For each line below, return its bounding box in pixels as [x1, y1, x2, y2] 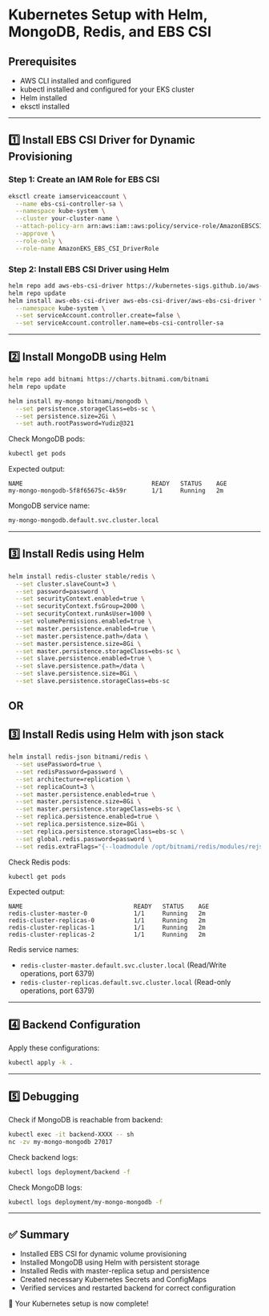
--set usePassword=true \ [15, 761, 102, 769]
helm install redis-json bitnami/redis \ [8, 753, 149, 761]
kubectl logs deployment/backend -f [8, 1167, 130, 1176]
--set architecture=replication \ [15, 775, 130, 783]
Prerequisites [8, 55, 77, 68]
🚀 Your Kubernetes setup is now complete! [8, 1299, 150, 1309]
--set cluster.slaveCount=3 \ [15, 580, 116, 588]
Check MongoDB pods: [8, 434, 86, 443]
